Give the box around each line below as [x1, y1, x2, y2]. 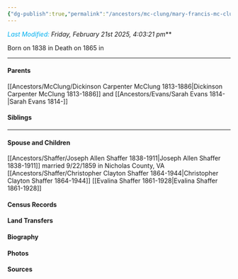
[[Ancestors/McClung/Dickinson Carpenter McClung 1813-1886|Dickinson [7, 82, 223, 91]
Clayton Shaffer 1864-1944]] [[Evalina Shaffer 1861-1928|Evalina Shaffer [7, 176, 218, 185]
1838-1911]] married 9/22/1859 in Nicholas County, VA [7, 161, 165, 170]
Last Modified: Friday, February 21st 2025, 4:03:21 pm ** [7, 30, 172, 38]
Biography [7, 233, 39, 241]
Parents [7, 67, 31, 75]
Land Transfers [7, 217, 53, 225]
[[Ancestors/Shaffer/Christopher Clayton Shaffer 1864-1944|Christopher [7, 169, 219, 178]
